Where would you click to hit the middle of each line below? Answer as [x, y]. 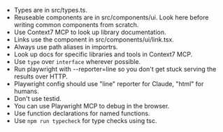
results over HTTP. [41, 76]
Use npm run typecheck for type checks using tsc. [85, 121]
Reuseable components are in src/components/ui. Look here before [111, 17]
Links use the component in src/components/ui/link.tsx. [94, 40]
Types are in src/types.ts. [50, 10]
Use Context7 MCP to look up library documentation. [90, 32]
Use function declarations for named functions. [82, 113]
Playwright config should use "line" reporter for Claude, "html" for [109, 84]
